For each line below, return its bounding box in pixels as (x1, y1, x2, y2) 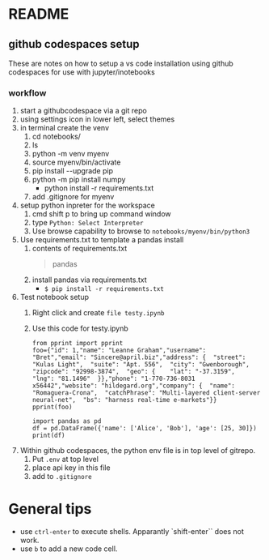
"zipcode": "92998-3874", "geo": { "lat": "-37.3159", (32, 368, 236, 376)
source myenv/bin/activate (32, 157, 121, 167)
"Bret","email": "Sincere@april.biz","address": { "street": (32, 353, 246, 361)
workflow (8, 87, 47, 98)
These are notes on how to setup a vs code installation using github (8, 58, 234, 68)
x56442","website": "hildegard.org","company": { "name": (32, 382, 236, 390)
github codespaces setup (8, 37, 140, 51)
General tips (8, 500, 92, 519)
